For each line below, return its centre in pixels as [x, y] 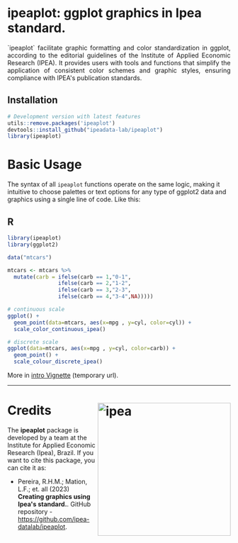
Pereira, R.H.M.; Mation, [52, 481]
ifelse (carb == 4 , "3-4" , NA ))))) [106, 297]
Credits [29, 411]
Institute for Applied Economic [51, 445]
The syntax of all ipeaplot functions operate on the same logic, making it [114, 184]
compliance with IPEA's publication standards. [75, 78]
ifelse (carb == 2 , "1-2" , [95, 284]
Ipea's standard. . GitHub [54, 504]
